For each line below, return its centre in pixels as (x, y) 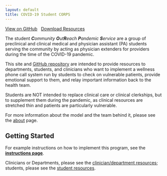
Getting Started (30, 136)
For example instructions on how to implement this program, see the (75, 148)
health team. (18, 85)
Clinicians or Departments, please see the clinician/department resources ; (82, 163)
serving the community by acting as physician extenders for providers (77, 49)
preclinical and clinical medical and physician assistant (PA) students (76, 43)
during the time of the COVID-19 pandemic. (50, 54)
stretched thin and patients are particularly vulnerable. (61, 105)
